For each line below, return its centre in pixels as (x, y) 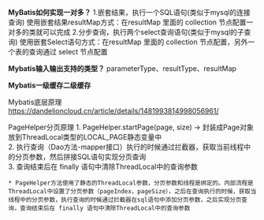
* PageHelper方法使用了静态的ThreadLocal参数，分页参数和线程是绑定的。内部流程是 (131, 183)
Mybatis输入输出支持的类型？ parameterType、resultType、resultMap (122, 69)
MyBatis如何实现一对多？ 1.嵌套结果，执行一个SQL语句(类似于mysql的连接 (129, 12)
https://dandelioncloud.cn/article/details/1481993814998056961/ (113, 111)
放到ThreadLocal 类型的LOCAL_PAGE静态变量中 (85, 137)
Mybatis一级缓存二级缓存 (50, 85)
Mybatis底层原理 (35, 102)
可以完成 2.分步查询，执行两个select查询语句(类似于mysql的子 (143, 32)
